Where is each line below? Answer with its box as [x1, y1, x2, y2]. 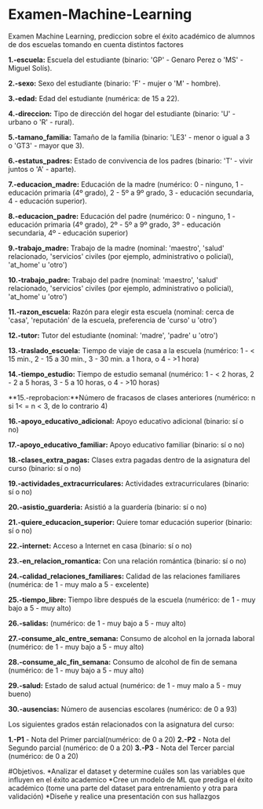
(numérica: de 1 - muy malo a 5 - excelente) [8, 579, 149, 589]
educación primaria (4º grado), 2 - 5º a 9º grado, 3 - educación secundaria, [8, 188, 254, 197]
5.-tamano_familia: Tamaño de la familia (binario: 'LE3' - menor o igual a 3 [8, 132, 250, 142]
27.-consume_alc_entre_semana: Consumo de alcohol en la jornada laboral [8, 633, 255, 643]
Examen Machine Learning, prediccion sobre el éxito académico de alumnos [8, 31, 255, 41]
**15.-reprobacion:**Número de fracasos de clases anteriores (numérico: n [8, 392, 256, 402]
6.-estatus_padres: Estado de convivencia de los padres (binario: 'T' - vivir [8, 155, 254, 166]
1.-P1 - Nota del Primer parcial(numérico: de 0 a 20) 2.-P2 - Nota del [8, 734, 231, 744]
